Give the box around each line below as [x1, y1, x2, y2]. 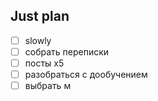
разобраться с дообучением [24, 69, 148, 80]
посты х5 [24, 57, 65, 69]
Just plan [10, 8, 70, 25]
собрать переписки [24, 45, 110, 58]
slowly [24, 34, 52, 46]
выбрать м [24, 80, 72, 92]
